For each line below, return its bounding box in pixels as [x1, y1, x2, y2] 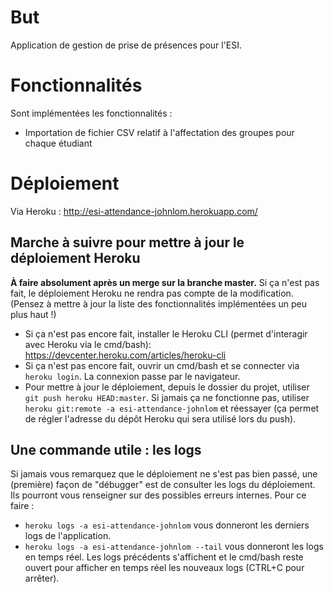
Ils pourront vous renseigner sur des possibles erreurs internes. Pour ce [10, 489, 307, 501]
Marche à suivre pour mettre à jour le [10, 234, 245, 251]
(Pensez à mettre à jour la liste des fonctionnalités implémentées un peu [10, 297, 307, 310]
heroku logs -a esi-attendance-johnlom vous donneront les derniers [24, 519, 310, 531]
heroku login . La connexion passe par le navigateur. [24, 370, 241, 382]
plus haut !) [10, 308, 57, 320]
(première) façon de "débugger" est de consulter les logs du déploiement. [10, 479, 316, 491]
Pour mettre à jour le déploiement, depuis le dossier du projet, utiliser [24, 381, 310, 393]
